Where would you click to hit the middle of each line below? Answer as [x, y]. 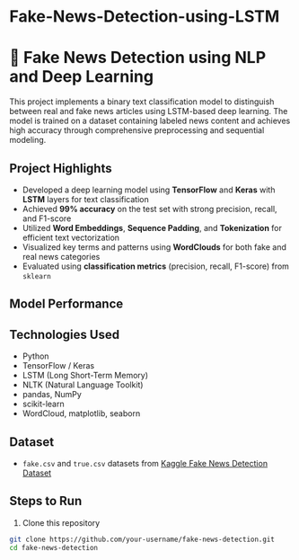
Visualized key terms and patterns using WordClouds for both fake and [154, 247]
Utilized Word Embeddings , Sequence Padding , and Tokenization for [152, 227]
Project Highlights [61, 168]
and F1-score [47, 218]
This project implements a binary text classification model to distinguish [142, 102]
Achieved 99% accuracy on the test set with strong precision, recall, [149, 209]
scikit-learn [43, 404]
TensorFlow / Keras [58, 366]
